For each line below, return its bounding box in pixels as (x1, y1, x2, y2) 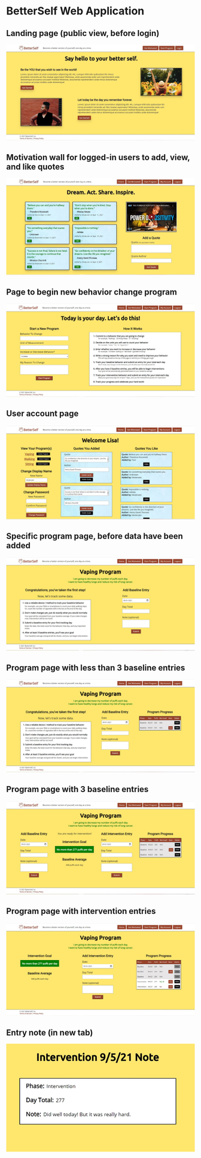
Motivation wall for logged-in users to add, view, (6, 152, 190, 163)
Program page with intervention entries (6, 906, 156, 916)
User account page (6, 409, 79, 419)
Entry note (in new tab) (6, 1027, 93, 1037)
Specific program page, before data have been (6, 531, 184, 541)
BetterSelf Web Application (6, 4, 145, 18)
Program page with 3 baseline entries (6, 784, 149, 794)
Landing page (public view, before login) (6, 28, 160, 38)
